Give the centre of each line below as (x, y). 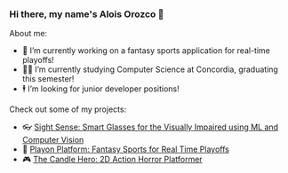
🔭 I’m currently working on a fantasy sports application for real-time (146, 51)
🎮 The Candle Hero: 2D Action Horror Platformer (112, 160)
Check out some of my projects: (68, 109)
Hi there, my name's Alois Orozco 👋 (87, 14)
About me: (28, 34)
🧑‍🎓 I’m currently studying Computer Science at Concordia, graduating (150, 69)
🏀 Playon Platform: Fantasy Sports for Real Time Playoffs (125, 149)
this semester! (48, 79)
